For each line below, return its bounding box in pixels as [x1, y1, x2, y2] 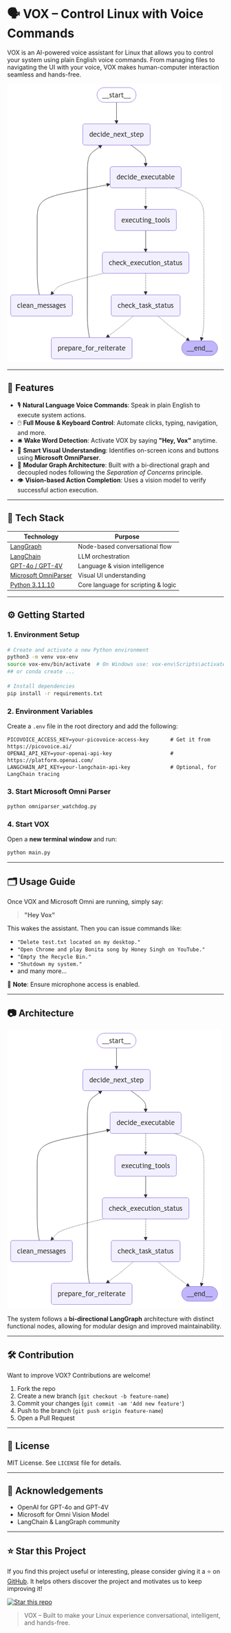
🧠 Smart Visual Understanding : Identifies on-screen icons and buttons [16, 446, 219, 454]
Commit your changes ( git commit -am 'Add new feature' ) [16, 1399, 185, 1407]
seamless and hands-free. [7, 70, 82, 79]
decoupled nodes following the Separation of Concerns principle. [16, 468, 203, 477]
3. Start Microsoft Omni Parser [7, 786, 111, 796]
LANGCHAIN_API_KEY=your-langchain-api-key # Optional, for [7, 763, 217, 770]
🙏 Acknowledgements [7, 1485, 104, 1496]
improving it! [7, 1585, 43, 1593]
